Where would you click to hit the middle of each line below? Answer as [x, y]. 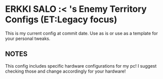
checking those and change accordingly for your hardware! [65, 71]
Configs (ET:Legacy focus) [61, 20]
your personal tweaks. [28, 39]
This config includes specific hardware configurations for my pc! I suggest [81, 66]
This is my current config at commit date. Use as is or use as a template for [81, 33]
